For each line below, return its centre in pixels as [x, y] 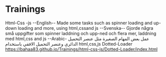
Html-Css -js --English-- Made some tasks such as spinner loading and [79, 23]
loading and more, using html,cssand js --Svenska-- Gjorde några [85, 28]
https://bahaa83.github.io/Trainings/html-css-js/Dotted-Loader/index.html [81, 49]
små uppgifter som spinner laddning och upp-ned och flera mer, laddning [81, 33]
